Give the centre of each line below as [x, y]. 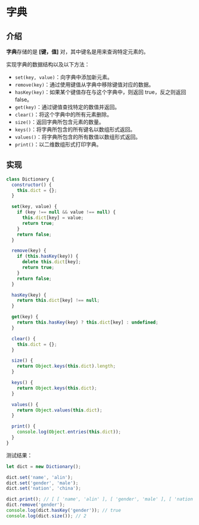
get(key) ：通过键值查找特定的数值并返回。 [67, 107]
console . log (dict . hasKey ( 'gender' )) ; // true [63, 511]
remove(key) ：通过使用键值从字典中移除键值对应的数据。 [84, 85]
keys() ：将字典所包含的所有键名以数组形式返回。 [75, 129]
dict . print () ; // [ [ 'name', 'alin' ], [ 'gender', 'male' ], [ [89, 499]
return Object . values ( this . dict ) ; [60, 410]
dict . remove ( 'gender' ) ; [36, 505]
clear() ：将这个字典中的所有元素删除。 [63, 115]
